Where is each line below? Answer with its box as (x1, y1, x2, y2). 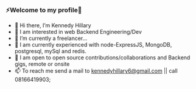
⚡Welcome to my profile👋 (5, 5, 82, 14)
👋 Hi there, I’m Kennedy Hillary (14, 22, 92, 29)
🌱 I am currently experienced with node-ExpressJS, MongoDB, (14, 41, 172, 48)
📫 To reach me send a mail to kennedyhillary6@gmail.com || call (14, 67, 178, 74)
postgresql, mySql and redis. (14, 48, 86, 55)
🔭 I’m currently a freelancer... (14, 35, 88, 42)
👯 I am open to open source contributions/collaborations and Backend (14, 54, 191, 61)
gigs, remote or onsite (14, 61, 70, 68)
